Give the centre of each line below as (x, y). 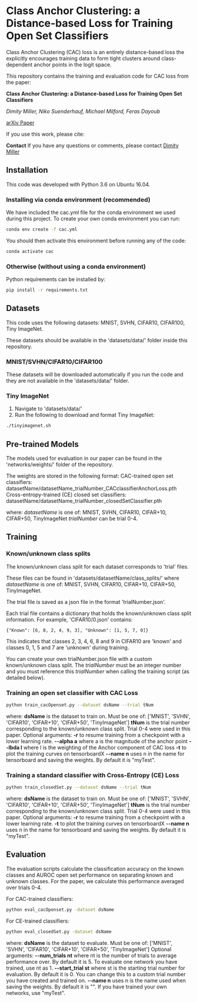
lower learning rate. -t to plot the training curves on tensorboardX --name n (98, 824)
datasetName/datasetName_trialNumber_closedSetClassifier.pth (84, 501)
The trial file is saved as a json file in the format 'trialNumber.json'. (86, 602)
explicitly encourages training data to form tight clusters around (83, 58)
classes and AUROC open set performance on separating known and (90, 875)
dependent (19, 64)
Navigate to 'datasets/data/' (48, 409)
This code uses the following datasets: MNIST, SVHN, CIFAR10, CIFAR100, (96, 322)
